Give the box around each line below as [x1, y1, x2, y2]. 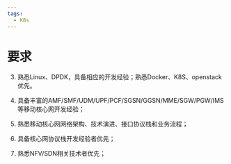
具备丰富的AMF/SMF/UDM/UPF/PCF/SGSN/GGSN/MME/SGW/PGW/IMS [17, 97, 224, 105]
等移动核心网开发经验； [17, 105, 85, 113]
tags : [7, 10, 23, 17]
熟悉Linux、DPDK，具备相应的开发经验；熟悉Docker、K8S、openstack [17, 73, 223, 81]
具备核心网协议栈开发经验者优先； [17, 135, 115, 143]
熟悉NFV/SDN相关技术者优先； [17, 149, 106, 158]
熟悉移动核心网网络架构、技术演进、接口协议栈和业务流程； [17, 120, 189, 129]
